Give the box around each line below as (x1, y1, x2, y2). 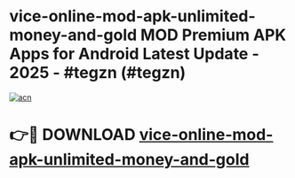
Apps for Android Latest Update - (9, 44, 259, 64)
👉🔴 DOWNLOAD (9, 125, 136, 145)
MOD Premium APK (140, 25, 287, 45)
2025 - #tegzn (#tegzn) (9, 63, 187, 83)
